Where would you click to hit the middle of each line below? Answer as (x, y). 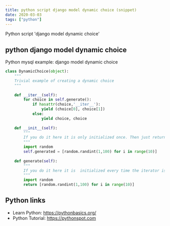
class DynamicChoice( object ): (37, 72)
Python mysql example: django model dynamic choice (61, 62)
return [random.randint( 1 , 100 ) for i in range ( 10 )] (79, 185)
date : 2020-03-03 (24, 15)
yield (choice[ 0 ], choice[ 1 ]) (73, 109)
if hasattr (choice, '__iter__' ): (66, 105)
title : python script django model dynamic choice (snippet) (71, 10)
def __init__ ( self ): (36, 128)
